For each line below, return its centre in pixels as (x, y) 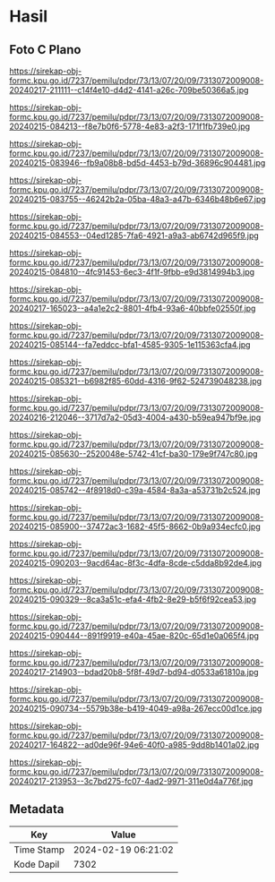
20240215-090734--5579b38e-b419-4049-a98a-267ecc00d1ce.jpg (136, 708)
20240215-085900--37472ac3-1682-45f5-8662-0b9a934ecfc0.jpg (135, 527)
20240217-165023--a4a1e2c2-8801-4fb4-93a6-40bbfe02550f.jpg (133, 308)
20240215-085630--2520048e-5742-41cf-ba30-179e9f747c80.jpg (133, 454)
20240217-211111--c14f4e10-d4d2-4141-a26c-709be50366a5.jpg (129, 90)
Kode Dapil (37, 864)
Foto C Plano (45, 50)
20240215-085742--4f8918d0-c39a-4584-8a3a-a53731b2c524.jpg (135, 490)
